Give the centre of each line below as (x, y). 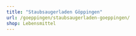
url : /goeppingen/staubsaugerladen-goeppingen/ (68, 18)
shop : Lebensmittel (31, 23)
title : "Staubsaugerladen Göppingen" (55, 12)
